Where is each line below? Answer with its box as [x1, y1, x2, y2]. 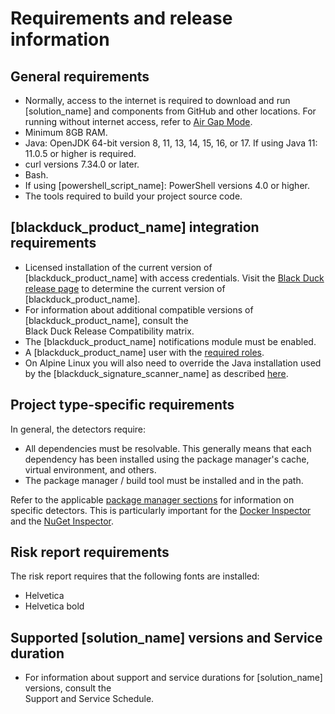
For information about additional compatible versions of [24, 303, 254, 316]
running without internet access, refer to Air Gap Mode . [24, 116, 253, 127]
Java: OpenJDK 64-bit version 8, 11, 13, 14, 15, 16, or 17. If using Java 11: [24, 137, 318, 149]
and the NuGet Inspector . [10, 515, 114, 527]
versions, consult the [24, 682, 112, 694]
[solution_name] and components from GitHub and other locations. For [24, 105, 317, 117]
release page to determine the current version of [24, 282, 226, 294]
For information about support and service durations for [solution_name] [24, 672, 323, 684]
